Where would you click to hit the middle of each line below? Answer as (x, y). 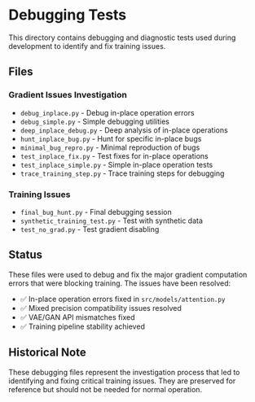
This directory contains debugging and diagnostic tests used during (122, 37)
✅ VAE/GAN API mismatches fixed (77, 317)
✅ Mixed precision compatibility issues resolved (101, 308)
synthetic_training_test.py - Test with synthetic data (112, 221)
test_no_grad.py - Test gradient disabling (90, 229)
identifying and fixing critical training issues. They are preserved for (122, 381)
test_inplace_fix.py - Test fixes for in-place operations (114, 155)
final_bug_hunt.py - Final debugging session (96, 212)
